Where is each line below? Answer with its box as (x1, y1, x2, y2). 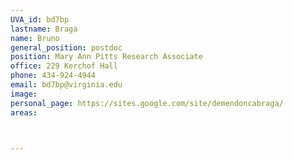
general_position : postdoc (10, 42, 123, 53)
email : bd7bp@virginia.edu (10, 80, 123, 90)
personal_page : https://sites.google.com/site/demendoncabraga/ (10, 98, 284, 108)
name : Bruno (10, 33, 60, 43)
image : (10, 89, 38, 99)
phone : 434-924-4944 (10, 71, 97, 81)
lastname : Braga (10, 24, 78, 34)
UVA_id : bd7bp (10, 14, 70, 25)
